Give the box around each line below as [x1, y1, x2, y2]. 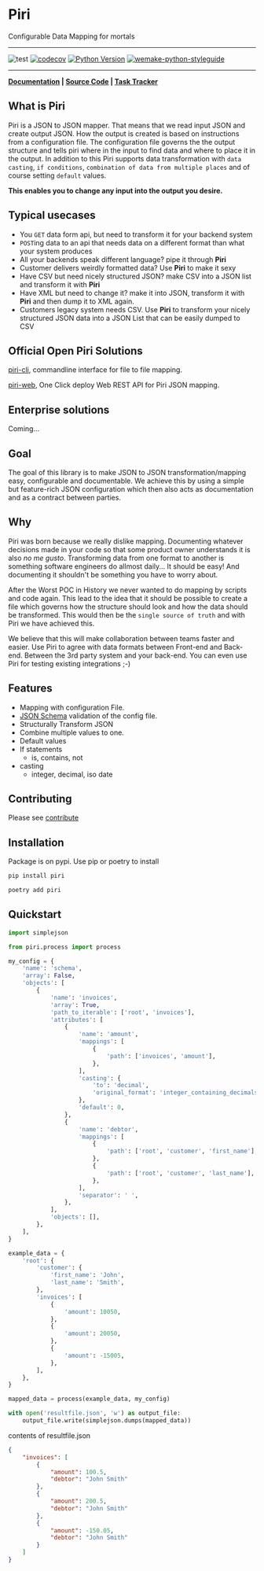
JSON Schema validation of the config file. [19, 710, 158, 721]
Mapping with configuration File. [19, 703, 125, 712]
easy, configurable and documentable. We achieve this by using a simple [8, 476, 245, 485]
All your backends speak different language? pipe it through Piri [19, 254, 226, 264]
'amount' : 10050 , [64, 1307, 122, 1315]
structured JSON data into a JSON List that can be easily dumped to [19, 313, 241, 323]
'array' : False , [22, 972, 76, 980]
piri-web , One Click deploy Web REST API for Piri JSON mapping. [8, 380, 220, 390]
